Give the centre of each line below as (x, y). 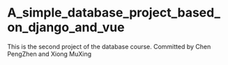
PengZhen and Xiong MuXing (50, 54)
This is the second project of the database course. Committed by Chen (109, 46)
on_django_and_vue (66, 27)
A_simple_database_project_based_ (114, 13)
